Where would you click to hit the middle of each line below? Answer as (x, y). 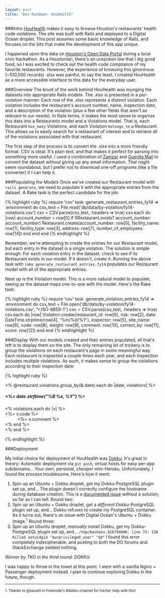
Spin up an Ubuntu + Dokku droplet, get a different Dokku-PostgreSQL (83, 505)
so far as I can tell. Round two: (43, 499)
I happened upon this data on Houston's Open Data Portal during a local (78, 54)
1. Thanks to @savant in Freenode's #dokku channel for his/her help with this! (70, 591)
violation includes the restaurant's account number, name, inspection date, (81, 105)
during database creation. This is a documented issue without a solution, (86, 494)
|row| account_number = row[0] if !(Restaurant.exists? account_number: (78, 218)
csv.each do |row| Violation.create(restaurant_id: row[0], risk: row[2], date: (81, 314)
